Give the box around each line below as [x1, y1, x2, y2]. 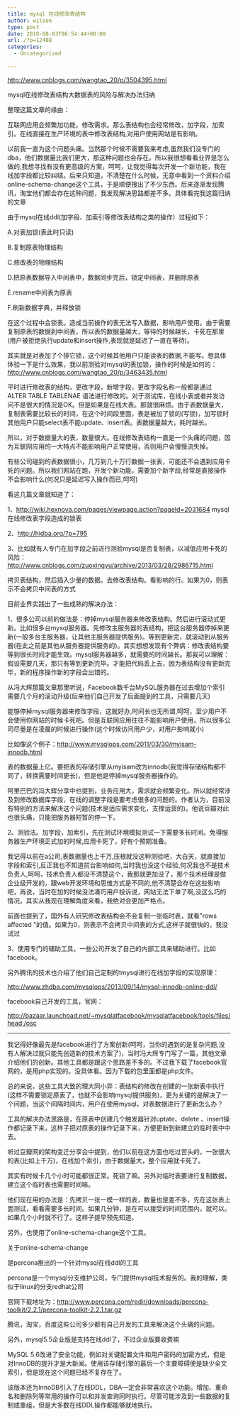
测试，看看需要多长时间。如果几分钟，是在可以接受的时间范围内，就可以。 [13, 1204, 231, 1212]
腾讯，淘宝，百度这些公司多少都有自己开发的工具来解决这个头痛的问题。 [7, 1319, 218, 1328]
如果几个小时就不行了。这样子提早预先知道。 [7, 1213, 138, 1222]
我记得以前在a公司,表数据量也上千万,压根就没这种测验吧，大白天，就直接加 [7, 852, 225, 860]
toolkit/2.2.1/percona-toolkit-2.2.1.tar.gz [7, 1305, 122, 1314]
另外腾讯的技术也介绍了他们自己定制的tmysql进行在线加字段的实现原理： [7, 968, 220, 977]
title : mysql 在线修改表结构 [7, 10, 86, 18]
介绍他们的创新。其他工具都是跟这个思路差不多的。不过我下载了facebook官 [7, 1058, 228, 1066]
